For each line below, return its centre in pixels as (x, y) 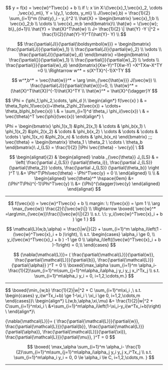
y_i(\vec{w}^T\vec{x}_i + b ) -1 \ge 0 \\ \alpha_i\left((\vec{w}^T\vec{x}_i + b (84, 239)
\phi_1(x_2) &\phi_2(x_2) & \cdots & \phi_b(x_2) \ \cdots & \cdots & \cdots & (82, 131)
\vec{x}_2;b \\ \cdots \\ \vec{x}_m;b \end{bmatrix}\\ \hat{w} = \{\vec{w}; (84, 23)
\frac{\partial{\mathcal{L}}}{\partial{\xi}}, (84, 332)
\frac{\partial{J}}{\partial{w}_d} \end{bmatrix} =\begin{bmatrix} (84, 54)
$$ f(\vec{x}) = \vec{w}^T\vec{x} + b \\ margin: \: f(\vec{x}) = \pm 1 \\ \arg (84, 203)
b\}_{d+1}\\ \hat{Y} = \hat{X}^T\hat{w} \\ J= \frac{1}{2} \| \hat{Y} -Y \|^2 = (84, 29)
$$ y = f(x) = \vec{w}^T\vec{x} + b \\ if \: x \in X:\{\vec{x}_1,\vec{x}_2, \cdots (84, 8)
